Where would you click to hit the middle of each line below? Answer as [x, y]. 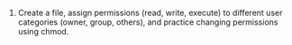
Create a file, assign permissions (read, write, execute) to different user [150, 13]
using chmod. [43, 31]
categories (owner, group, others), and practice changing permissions [148, 22]
